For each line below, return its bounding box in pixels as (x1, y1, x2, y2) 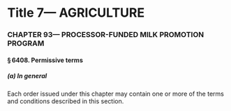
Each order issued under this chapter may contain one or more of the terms (7, 89, 225, 98)
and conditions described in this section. (7, 96, 124, 105)
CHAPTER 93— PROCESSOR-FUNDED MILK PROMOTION (7, 30, 204, 40)
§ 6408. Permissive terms (7, 56, 84, 64)
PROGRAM (7, 38, 45, 48)
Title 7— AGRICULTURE (7, 5, 145, 21)
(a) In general (7, 72, 47, 80)
